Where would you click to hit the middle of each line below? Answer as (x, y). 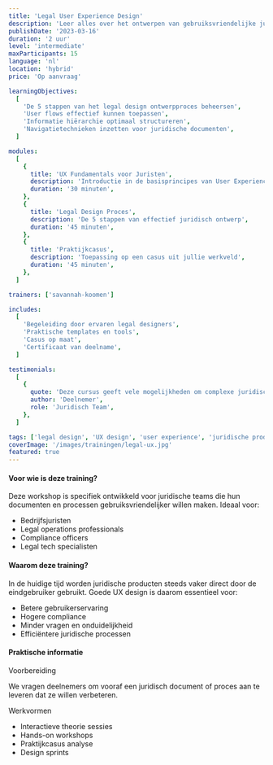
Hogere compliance (53, 616)
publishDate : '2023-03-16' (54, 31)
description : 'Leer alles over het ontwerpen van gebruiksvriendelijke (132, 24)
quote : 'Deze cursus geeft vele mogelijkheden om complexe (132, 392)
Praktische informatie (46, 653)
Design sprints (44, 752)
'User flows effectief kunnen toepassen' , (96, 114)
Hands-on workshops (56, 735)
